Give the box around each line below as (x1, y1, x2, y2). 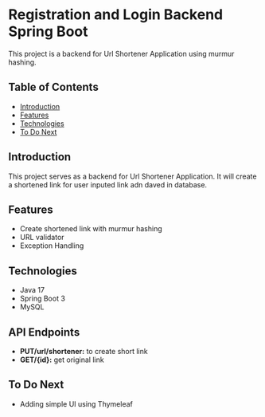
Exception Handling (19, 241, 84, 250)
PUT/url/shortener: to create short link (19, 347, 149, 356)
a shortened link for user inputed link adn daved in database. (8, 179, 208, 189)
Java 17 (19, 285, 45, 295)
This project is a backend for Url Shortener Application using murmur (8, 49, 235, 58)
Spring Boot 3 (19, 293, 66, 304)
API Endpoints (8, 325, 80, 339)
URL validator (19, 233, 65, 242)
